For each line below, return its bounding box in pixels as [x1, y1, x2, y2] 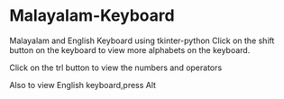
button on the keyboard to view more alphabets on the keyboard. [9, 44, 251, 55]
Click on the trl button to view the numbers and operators [9, 62, 223, 73]
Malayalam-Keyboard [9, 5, 175, 26]
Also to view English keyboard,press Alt [9, 79, 156, 90]
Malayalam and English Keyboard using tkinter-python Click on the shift [9, 35, 275, 46]
